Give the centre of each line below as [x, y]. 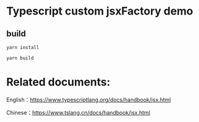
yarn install [23, 47]
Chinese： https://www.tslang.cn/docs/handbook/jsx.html [78, 112]
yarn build [20, 58]
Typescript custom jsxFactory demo [100, 11]
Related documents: [58, 82]
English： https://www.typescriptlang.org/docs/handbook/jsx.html [89, 100]
